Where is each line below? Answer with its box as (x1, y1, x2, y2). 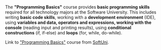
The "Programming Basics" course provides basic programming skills (5, 4, 150, 10)
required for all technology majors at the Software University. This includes (5, 9, 157, 15)
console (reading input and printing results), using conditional (5, 25, 132, 31)
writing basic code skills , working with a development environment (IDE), (5, 15, 156, 20)
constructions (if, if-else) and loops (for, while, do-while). (5, 30, 123, 35)
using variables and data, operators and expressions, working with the (5, 19, 152, 25)
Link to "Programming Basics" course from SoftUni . (5, 39, 109, 45)
